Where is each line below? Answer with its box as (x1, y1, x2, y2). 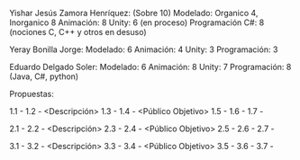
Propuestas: (9, 89, 54, 99)
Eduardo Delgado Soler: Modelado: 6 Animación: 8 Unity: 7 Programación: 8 (9, 62, 292, 72)
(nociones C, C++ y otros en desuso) (9, 27, 147, 37)
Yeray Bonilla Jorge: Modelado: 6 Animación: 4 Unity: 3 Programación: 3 (9, 44, 278, 55)
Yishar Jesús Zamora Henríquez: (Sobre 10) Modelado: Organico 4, (9, 8, 259, 18)
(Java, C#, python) (9, 71, 79, 82)
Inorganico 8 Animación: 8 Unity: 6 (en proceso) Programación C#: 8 (9, 17, 265, 28)
